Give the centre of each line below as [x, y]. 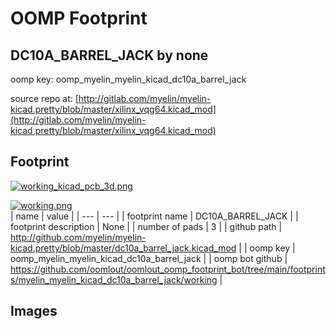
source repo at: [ [44, 98]
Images [34, 311]
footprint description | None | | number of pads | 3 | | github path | [146, 226]
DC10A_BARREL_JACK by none [109, 55]
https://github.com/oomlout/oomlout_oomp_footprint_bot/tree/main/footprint [168, 269]
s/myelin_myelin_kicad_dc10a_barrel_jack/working [114, 279]
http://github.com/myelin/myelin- [78, 237]
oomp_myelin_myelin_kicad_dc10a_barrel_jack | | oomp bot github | [149, 258]
